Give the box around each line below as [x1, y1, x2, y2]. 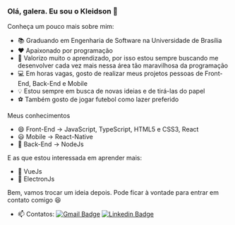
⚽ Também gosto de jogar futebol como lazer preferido [17, 95, 179, 104]
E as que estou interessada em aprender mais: [7, 154, 143, 162]
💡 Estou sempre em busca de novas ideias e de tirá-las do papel [17, 87, 205, 96]
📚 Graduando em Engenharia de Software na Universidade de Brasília [17, 37, 222, 45]
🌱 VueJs [17, 167, 42, 176]
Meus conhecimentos [7, 112, 71, 120]
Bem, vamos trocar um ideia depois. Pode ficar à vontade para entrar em [7, 188, 219, 197]
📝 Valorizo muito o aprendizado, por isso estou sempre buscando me [17, 54, 219, 63]
